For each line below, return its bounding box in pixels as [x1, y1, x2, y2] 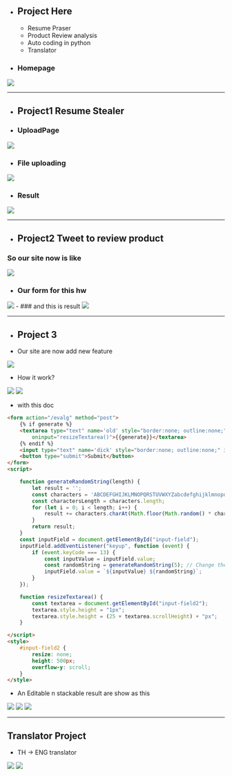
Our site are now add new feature [17, 347, 113, 355]
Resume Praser [27, 23, 71, 32]
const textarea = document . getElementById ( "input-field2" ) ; [32, 600, 209, 607]
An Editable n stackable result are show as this [17, 689, 151, 697]
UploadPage [17, 126, 60, 135]
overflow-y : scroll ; [32, 663, 91, 671]
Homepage [17, 63, 55, 73]
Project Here [17, 6, 72, 17]
